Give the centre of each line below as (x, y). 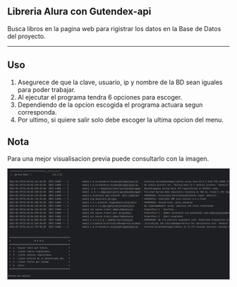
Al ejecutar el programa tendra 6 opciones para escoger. (100, 97)
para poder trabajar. (47, 89)
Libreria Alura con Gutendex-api (79, 12)
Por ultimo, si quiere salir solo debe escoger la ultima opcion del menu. (121, 119)
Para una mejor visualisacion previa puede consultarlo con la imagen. (108, 159)
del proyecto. (26, 36)
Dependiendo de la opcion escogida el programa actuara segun (110, 105)
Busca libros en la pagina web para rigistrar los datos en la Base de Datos (114, 28)
